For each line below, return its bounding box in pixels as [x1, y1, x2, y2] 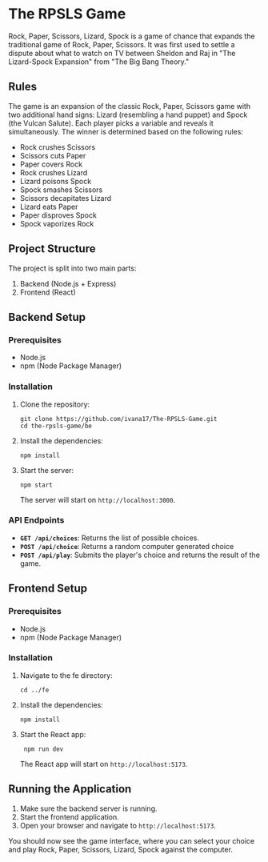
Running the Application [8, 782, 132, 796]
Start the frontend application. [19, 812, 119, 821]
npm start [19, 481, 54, 489]
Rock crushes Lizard [19, 167, 88, 177]
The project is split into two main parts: [8, 263, 137, 273]
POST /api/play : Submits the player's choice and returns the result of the [19, 550, 260, 559]
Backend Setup [8, 310, 86, 324]
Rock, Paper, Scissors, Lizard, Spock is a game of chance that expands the [8, 31, 255, 41]
